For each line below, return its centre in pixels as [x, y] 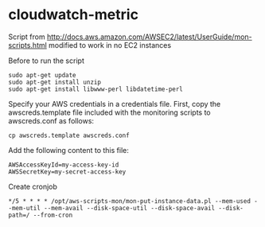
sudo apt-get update [43, 75]
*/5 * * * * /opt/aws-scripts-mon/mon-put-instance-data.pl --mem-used [129, 201]
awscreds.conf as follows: [51, 120]
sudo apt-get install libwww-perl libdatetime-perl [95, 89]
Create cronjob [33, 186]
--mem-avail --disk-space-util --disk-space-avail [129, 208]
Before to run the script [47, 61]
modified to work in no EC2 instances [110, 45]
